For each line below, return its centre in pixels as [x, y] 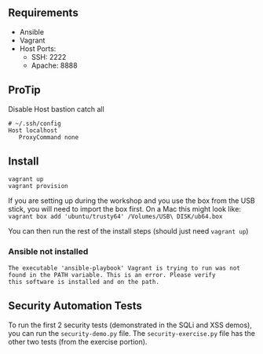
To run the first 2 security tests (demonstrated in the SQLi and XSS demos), [130, 325]
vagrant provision [38, 186]
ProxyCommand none [49, 137]
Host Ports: [38, 48]
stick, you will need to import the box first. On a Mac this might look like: [125, 209]
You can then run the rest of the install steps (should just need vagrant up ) [128, 231]
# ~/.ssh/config [35, 124]
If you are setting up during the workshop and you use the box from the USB [131, 201]
